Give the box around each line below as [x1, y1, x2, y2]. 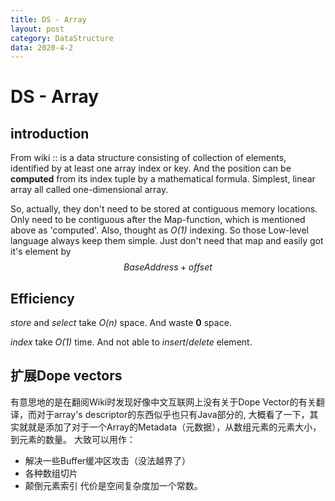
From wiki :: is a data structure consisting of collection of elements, [10, 152, 287, 164]
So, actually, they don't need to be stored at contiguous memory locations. [10, 203, 318, 215]
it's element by [10, 246, 72, 258]
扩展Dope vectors [10, 367, 123, 385]
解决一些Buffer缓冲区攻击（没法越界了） [24, 454, 192, 466]
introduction [10, 125, 90, 142]
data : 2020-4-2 [10, 42, 74, 53]
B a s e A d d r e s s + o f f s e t [123, 261, 213, 273]
